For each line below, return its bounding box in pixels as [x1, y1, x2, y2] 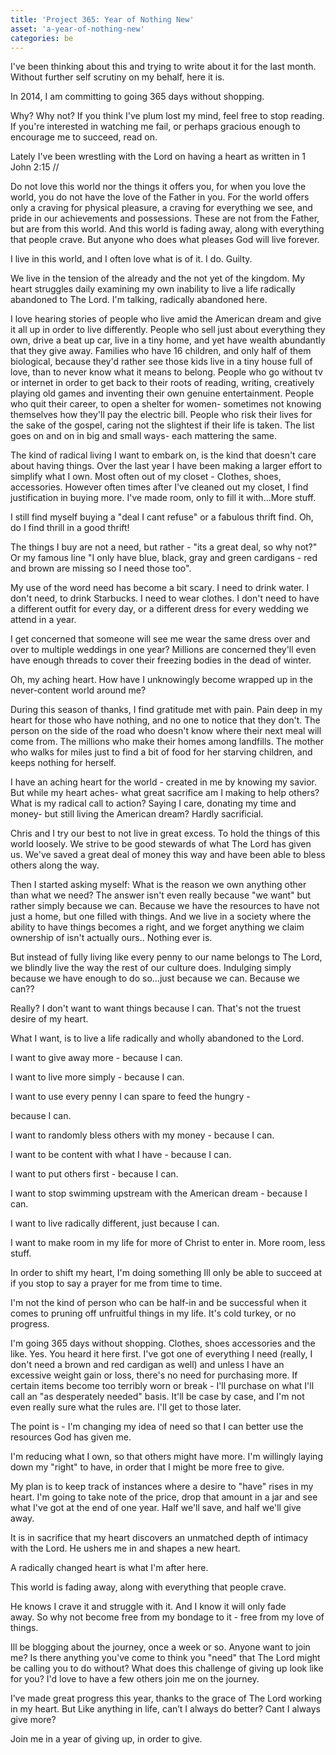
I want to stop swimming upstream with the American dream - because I [10, 1187, 308, 1200]
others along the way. [10, 859, 100, 871]
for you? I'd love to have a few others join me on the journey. [10, 1673, 260, 1685]
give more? [10, 1714, 57, 1726]
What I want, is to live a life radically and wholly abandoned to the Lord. [10, 1032, 305, 1045]
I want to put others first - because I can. [10, 1168, 179, 1180]
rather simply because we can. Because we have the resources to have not [10, 900, 320, 912]
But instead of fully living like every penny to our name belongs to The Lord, [10, 951, 323, 963]
